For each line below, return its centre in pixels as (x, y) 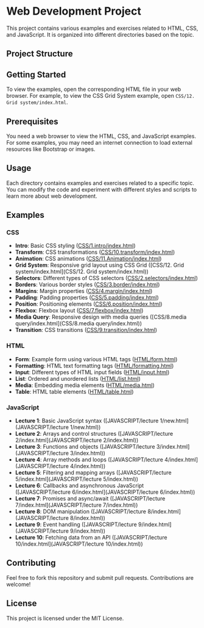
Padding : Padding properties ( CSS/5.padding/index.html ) (87, 298)
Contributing (31, 563)
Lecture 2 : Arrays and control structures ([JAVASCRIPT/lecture (94, 434)
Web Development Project (74, 11)
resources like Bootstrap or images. (51, 149)
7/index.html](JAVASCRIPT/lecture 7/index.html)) (76, 505)
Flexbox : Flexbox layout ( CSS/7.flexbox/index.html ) (79, 311)
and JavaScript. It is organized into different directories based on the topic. (100, 34)
